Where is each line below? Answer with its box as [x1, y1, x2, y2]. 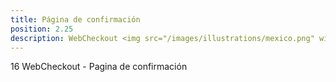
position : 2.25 [10, 24, 74, 34]
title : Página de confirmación [10, 14, 141, 25]
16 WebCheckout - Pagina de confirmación [10, 61, 188, 73]
